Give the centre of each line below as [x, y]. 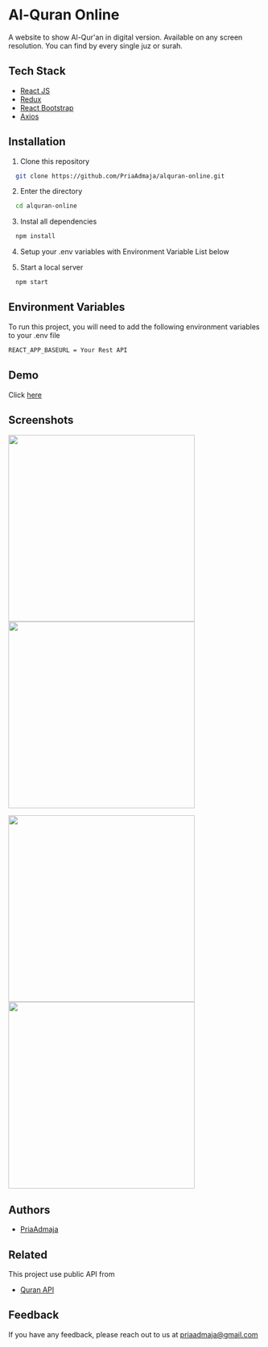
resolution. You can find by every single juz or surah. [96, 45]
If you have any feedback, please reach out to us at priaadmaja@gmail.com [134, 1334]
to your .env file [34, 335]
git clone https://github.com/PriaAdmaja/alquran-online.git [120, 176]
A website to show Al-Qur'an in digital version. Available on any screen [126, 37]
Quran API [37, 1290]
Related [28, 1255]
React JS [35, 90]
